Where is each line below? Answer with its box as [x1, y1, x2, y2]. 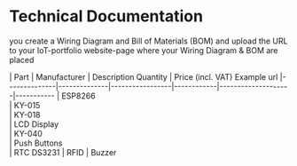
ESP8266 [61, 91, 96, 101]
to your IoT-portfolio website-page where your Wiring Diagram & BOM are [9, 44, 278, 55]
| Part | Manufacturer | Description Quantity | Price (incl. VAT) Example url [9, 71, 278, 82]
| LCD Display [9, 118, 59, 130]
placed [9, 54, 35, 65]
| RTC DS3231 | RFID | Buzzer [9, 146, 117, 157]
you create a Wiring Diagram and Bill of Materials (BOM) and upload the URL [9, 36, 288, 46]
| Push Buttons [9, 138, 63, 148]
